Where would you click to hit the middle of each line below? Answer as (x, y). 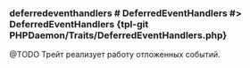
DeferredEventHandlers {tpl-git (79, 24)
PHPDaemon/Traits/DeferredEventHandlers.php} (118, 35)
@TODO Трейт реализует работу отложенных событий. (115, 55)
